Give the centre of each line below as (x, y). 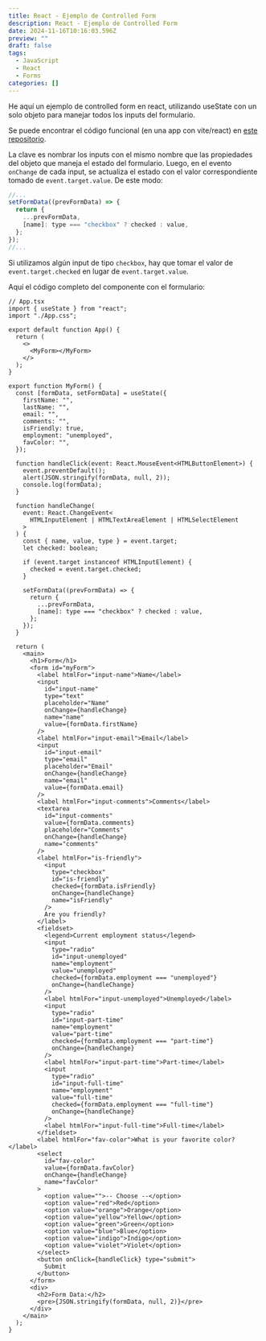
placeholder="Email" (78, 766)
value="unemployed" (84, 971)
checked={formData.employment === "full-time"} (133, 1104)
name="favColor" (71, 1182)
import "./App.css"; (43, 316)
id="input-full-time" (88, 1083)
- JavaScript (37, 61)
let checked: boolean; (61, 548)
